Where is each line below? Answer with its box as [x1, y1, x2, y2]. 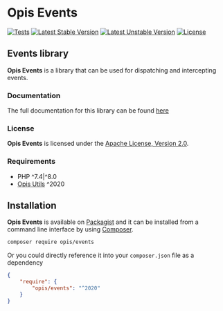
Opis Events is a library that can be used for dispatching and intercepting [7, 66, 217, 74]
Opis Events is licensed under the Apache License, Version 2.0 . [7, 140, 189, 148]
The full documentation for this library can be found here [7, 106, 170, 115]
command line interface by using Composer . [7, 225, 134, 234]
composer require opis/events [7, 238, 95, 246]
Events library [7, 48, 69, 59]
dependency [7, 258, 44, 267]
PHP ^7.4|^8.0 [17, 172, 57, 180]
